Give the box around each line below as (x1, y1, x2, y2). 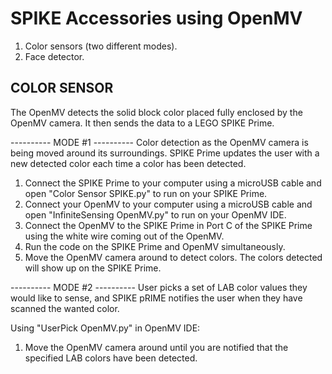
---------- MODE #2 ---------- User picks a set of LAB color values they (10, 281, 308, 293)
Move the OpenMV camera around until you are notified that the (24, 341, 289, 353)
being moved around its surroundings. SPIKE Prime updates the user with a (10, 147, 320, 159)
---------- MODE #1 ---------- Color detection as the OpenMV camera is (10, 136, 309, 148)
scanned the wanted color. (10, 302, 120, 314)
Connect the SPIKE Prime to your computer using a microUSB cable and (24, 177, 322, 189)
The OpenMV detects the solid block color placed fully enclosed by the (10, 106, 303, 118)
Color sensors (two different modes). (24, 40, 178, 52)
